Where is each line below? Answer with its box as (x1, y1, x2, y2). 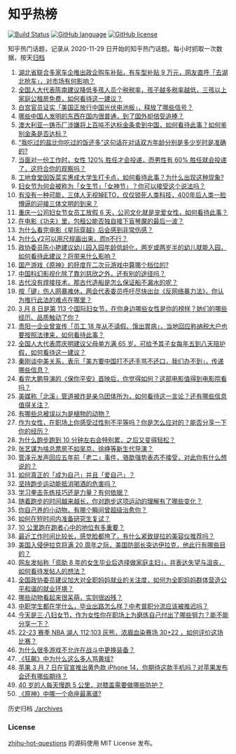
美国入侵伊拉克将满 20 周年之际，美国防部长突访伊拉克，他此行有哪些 (18, 540, 220, 549)
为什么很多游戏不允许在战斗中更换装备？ (18, 645, 135, 654)
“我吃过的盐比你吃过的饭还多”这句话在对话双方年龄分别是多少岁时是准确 (18, 138, 227, 146)
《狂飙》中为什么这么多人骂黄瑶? (18, 654, 114, 662)
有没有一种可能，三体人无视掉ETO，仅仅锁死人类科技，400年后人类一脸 (18, 190, 227, 199)
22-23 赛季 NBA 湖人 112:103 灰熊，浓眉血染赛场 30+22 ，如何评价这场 (18, 628, 223, 636)
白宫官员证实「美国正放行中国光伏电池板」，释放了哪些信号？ (18, 103, 193, 111)
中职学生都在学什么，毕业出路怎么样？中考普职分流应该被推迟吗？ (18, 601, 209, 610)
